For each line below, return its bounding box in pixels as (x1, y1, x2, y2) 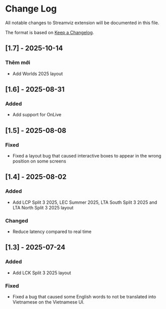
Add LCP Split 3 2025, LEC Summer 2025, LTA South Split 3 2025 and (12, 199, 157, 205)
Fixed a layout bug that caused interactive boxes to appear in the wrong (12, 153, 162, 159)
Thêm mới (5, 59, 31, 66)
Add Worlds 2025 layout (12, 70, 63, 76)
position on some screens (12, 158, 66, 164)
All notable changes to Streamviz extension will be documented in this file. (5, 20, 159, 26)
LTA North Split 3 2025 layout (12, 204, 74, 210)
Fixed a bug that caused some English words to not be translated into (12, 293, 156, 299)
